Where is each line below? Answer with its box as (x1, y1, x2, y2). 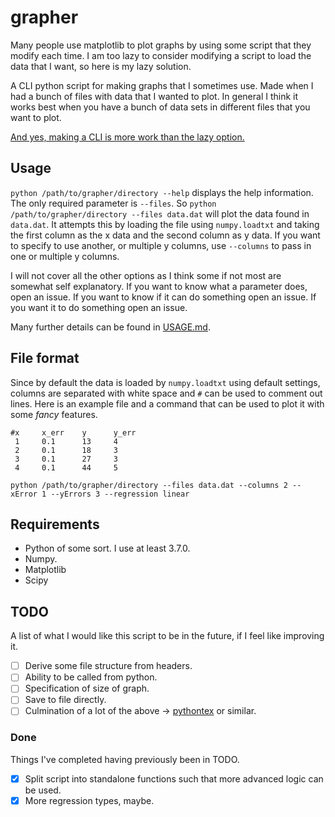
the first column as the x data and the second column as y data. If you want (10, 229, 321, 241)
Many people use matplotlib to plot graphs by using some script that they (10, 39, 312, 51)
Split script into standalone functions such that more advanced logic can (24, 772, 324, 785)
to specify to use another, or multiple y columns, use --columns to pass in (10, 239, 312, 251)
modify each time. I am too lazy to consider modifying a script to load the (10, 49, 312, 61)
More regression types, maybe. (24, 794, 155, 806)
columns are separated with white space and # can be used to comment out (10, 387, 323, 399)
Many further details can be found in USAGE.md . (10, 321, 211, 333)
